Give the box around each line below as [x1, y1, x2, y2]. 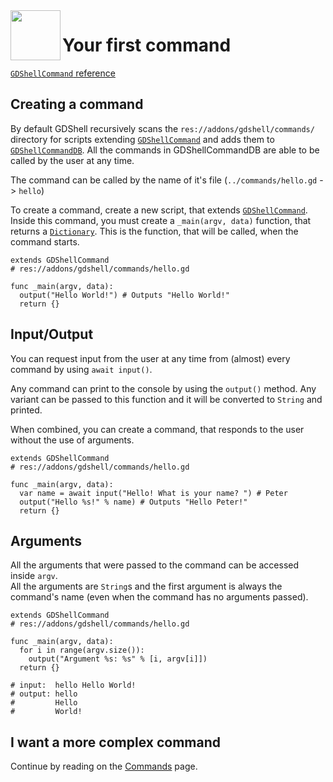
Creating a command [10, 96, 144, 113]
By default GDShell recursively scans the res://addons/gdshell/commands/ [10, 122, 315, 134]
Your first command [62, 34, 232, 57]
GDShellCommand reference [10, 67, 116, 79]
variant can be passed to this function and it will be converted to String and [10, 393, 323, 405]
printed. [10, 404, 43, 416]
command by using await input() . [10, 363, 153, 375]
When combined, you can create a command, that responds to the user [10, 423, 305, 435]
